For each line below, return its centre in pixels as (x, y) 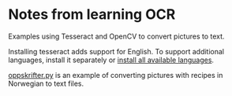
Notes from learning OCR (92, 15)
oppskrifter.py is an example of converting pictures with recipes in (116, 75)
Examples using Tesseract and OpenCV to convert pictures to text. (116, 36)
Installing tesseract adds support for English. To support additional (116, 51)
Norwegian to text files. (46, 83)
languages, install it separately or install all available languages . (111, 60)
